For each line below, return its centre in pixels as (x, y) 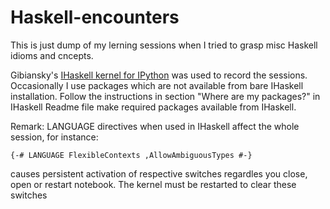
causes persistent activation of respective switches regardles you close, (159, 173)
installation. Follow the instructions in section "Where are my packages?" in (165, 96)
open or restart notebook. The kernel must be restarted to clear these (153, 184)
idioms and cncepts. (52, 55)
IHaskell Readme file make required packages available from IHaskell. (153, 107)
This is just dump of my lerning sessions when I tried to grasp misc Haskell (164, 45)
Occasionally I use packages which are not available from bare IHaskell (157, 85)
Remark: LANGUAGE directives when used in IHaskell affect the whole (155, 126)
